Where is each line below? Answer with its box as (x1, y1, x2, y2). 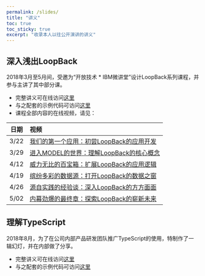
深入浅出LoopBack (6, 56, 78, 66)
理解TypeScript (6, 217, 66, 228)
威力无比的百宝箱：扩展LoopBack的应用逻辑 (29, 160, 157, 168)
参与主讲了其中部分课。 (6, 81, 65, 88)
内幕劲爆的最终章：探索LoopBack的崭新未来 (29, 194, 157, 203)
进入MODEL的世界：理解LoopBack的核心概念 (29, 148, 160, 157)
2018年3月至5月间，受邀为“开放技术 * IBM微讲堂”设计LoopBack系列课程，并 (6, 73, 199, 80)
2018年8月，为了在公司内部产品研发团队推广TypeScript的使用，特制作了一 (6, 234, 195, 242)
